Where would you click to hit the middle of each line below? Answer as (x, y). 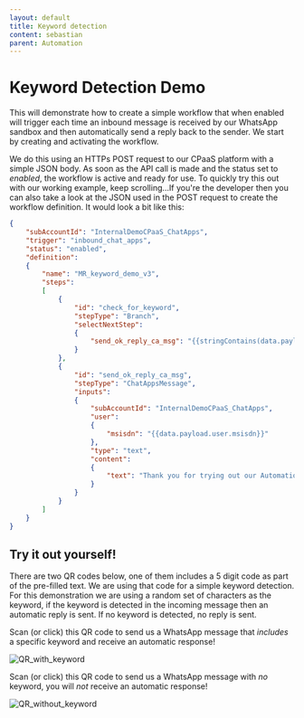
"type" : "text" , (121, 450)
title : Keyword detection (58, 26)
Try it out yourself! (63, 554)
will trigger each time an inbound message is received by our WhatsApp (143, 122)
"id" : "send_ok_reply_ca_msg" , (133, 375)
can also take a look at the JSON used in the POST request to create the (144, 198)
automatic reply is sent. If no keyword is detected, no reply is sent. (133, 615)
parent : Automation (46, 43)
